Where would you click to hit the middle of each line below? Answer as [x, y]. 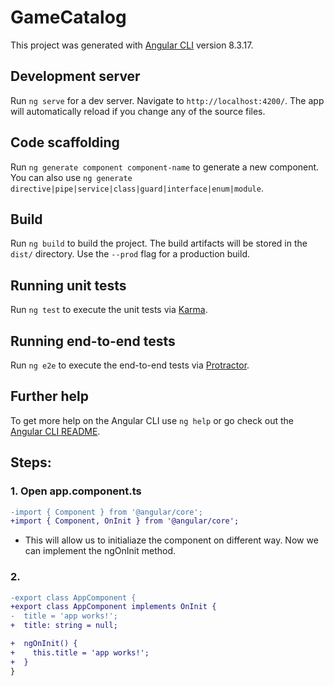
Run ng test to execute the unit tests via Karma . [109, 310]
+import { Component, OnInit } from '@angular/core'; [125, 521]
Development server [75, 76]
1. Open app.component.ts [76, 491]
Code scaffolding [65, 142]
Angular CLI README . [55, 431]
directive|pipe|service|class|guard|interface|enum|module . [137, 188]
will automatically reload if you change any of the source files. [138, 111]
